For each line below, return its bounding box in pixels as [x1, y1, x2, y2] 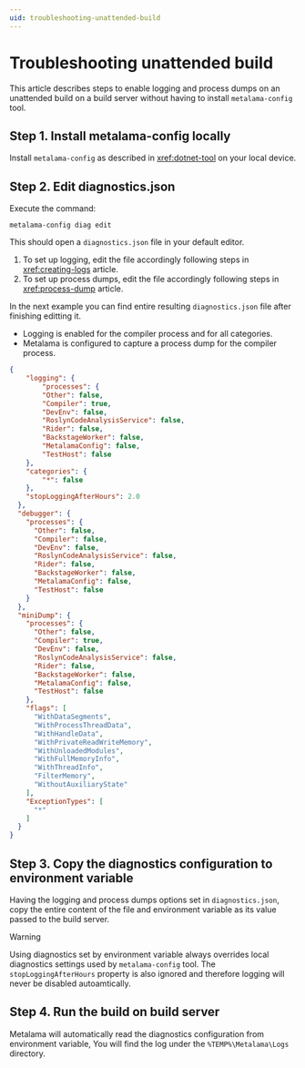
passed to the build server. [9, 914, 110, 924]
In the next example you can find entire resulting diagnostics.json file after [9, 301, 291, 312]
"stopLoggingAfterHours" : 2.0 [25, 493, 141, 502]
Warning [9, 931, 41, 942]
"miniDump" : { [17, 611, 71, 620]
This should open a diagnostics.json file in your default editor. [9, 237, 245, 248]
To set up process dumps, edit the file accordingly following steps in [22, 274, 280, 285]
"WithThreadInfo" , [33, 763, 104, 772]
